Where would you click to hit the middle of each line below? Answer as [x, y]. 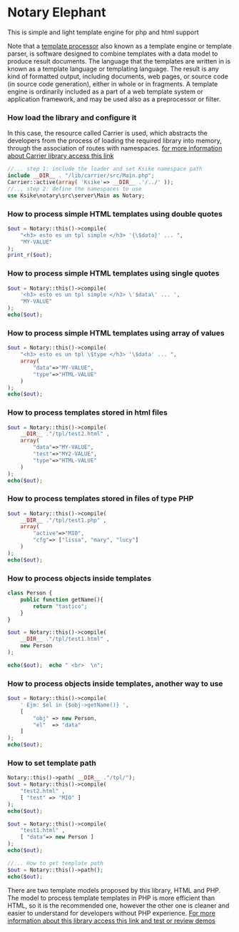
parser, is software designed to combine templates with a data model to [113, 54]
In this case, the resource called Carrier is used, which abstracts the [108, 133]
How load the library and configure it [72, 117]
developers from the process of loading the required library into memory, [115, 141]
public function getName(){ [62, 599]
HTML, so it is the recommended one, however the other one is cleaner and [118, 905]
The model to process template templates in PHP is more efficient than [111, 898]
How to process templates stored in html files [87, 412]
